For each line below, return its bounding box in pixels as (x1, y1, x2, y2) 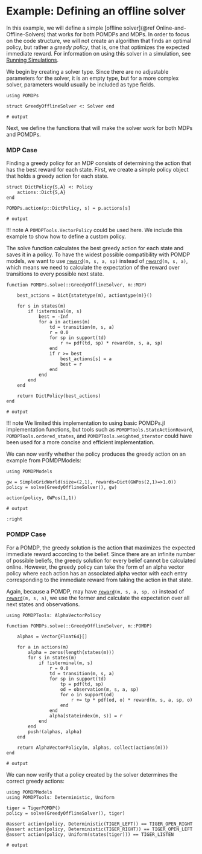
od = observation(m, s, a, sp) (60, 686, 139, 693)
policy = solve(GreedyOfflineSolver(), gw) (6, 485, 118, 491)
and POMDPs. (6, 131, 41, 138)
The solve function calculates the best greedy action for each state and (6, 245, 184, 252)
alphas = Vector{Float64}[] (17, 633, 87, 639)
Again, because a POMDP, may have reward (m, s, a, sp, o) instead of (6, 587, 185, 595)
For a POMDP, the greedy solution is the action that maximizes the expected (6, 544, 195, 551)
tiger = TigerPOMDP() (6, 805, 61, 811)
